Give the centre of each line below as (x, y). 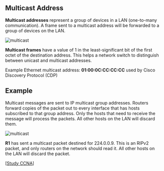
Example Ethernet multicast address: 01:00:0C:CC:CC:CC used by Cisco (80, 70)
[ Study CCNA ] (20, 163)
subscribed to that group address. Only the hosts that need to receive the (80, 113)
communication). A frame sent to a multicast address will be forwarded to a (82, 25)
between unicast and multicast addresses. (48, 60)
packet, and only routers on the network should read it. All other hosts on (80, 148)
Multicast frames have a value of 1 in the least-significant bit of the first (79, 50)
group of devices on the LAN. (35, 30)
